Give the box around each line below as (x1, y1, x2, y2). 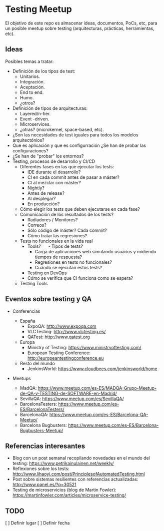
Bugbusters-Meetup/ (19, 427, 63, 433)
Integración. (19, 78, 45, 84)
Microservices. (19, 121, 51, 127)
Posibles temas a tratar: (5, 58, 54, 64)
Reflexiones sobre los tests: (12, 466, 69, 472)
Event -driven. (19, 116, 49, 122)
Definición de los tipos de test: (12, 68, 75, 74)
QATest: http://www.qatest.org (27, 334, 90, 340)
